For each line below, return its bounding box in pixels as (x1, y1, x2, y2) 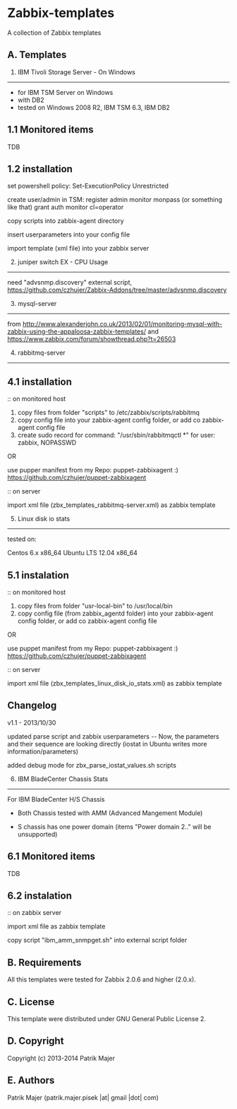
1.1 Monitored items (7, 124, 94, 136)
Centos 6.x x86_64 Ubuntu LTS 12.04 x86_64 (7, 549, 138, 557)
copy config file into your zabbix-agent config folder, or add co (17, 416, 201, 424)
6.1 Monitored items (7, 851, 96, 863)
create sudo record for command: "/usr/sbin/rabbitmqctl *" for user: (17, 431, 215, 440)
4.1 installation (7, 375, 73, 387)
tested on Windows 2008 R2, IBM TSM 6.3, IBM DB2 (17, 103, 171, 111)
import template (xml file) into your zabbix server (7, 244, 150, 253)
